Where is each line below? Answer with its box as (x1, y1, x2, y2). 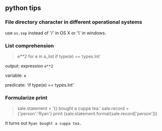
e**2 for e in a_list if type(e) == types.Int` (17, 53, 101, 59)
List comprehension (5, 42, 54, 49)
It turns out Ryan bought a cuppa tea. (5, 120, 82, 126)
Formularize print (5, 94, 48, 101)
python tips (5, 4, 41, 12)
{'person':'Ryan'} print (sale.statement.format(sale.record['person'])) (17, 111, 158, 117)
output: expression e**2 (5, 63, 53, 68)
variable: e (5, 72, 26, 78)
